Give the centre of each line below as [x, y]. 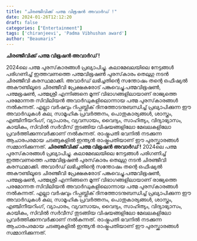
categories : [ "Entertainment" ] [44, 28]
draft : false [22, 22]
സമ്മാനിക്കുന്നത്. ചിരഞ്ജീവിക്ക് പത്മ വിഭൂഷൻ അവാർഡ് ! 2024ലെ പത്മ [91, 147]
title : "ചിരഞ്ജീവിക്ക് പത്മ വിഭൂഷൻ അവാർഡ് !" [62, 11]
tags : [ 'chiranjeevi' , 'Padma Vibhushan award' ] [67, 34]
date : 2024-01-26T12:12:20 [39, 17]
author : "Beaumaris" [31, 39]
